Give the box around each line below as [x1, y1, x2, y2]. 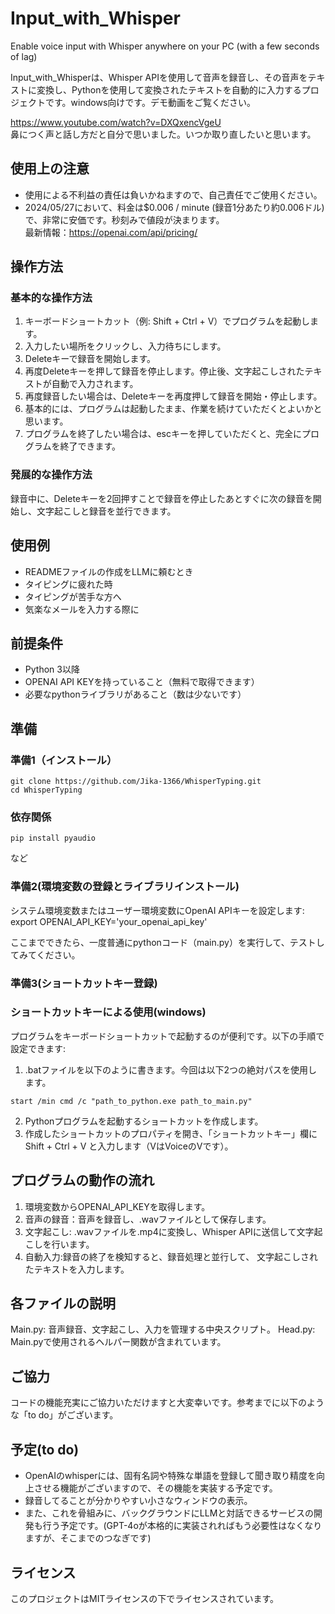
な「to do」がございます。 [10, 1409, 119, 1421]
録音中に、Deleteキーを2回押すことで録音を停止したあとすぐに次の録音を [10, 492, 313, 504]
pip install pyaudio [10, 833, 97, 844]
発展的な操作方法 [10, 468, 93, 482]
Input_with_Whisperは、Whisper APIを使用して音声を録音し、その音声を [10, 71, 308, 83]
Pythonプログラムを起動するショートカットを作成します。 [24, 1115, 264, 1127]
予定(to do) [10, 1441, 80, 1458]
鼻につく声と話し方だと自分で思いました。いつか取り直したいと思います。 [10, 128, 317, 140]
